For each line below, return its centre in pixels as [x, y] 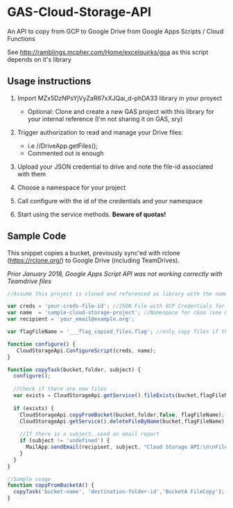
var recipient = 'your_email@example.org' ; [71, 319]
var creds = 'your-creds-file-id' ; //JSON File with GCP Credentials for [116, 306]
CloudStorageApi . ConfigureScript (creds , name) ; [86, 350]
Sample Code [37, 236]
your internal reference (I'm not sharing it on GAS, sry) [105, 119]
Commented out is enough [66, 153]
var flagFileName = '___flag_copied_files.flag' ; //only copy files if [113, 332]
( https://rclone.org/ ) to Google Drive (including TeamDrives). [94, 260]
